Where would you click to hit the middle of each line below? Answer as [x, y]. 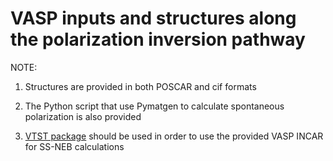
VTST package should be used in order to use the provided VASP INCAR [174, 136]
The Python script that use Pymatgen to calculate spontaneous [154, 106]
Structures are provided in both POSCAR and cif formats [140, 86]
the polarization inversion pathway [158, 39]
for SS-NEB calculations [74, 146]
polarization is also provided [83, 116]
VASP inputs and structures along [153, 18]
